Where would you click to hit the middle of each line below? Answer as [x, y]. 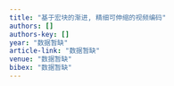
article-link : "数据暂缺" [55, 51]
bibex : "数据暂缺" [41, 68]
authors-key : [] [39, 34]
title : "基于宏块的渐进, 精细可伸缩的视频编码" [88, 17]
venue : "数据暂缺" [41, 59]
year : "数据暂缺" [39, 43]
